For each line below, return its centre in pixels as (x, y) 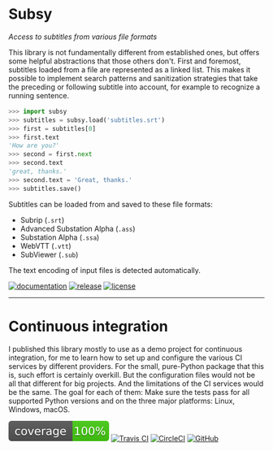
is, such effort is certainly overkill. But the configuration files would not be (132, 375)
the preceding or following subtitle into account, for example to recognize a (134, 87)
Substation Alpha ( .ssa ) (60, 237)
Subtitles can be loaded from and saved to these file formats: (110, 204)
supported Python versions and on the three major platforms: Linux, (122, 401)
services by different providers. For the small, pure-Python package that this (136, 366)
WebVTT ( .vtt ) (45, 245)
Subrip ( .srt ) (42, 219)
